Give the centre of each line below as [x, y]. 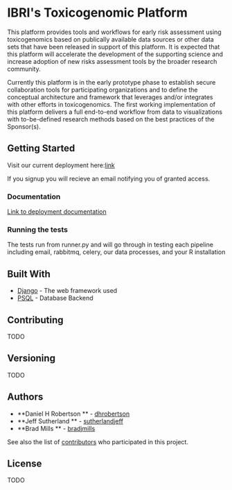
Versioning [31, 358]
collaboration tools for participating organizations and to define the [103, 90]
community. [24, 69]
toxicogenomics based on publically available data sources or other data [111, 39]
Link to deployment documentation [57, 212]
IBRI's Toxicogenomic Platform [98, 13]
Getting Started [41, 148]
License [25, 463]
